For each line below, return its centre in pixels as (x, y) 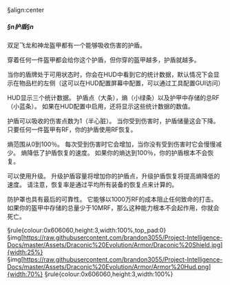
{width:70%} (25, 274)
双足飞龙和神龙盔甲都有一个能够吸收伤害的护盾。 (76, 45)
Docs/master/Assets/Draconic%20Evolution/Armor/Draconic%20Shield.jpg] (115, 244)
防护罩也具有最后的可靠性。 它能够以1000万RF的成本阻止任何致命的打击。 (112, 199)
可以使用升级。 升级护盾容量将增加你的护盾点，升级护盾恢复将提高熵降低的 (114, 176)
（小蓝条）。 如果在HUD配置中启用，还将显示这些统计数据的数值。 (101, 106)
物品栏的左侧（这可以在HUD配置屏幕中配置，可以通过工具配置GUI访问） (122, 83)
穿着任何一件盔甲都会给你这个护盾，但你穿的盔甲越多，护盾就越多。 (104, 60)
